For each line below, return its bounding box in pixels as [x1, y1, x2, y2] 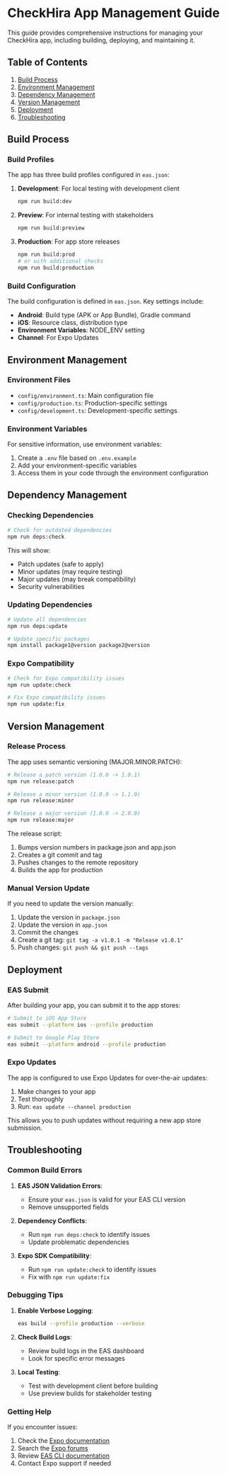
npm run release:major [7, 816, 74, 824]
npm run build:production [17, 264, 94, 271]
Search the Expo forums [17, 1444, 88, 1452]
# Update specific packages [7, 635, 91, 642]
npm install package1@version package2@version [7, 642, 151, 649]
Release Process [7, 741, 66, 751]
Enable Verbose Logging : [17, 1306, 93, 1315]
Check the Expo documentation [17, 1436, 110, 1445]
